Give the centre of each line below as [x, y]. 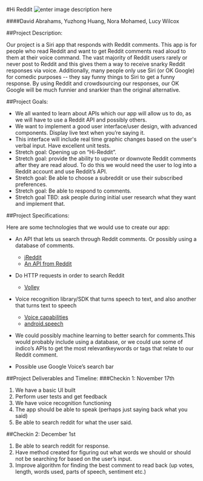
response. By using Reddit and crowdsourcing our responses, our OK [93, 83]
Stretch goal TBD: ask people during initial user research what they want [105, 197]
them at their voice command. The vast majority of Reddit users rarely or [97, 57]
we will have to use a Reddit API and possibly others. [81, 120]
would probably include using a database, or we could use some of [99, 342]
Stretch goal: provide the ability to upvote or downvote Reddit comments [105, 159]
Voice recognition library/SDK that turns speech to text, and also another [106, 299]
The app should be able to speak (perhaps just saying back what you [101, 409]
